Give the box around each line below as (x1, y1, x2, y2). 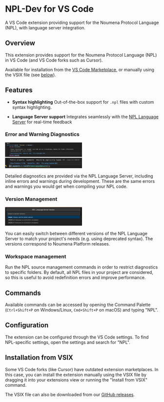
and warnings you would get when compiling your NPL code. (5, 183, 128, 189)
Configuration (5, 321, 49, 330)
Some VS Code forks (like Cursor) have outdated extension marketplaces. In (5, 366, 159, 372)
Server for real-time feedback (12, 119, 72, 125)
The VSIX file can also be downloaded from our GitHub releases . (5, 391, 135, 397)
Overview (5, 39, 36, 47)
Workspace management (5, 253, 67, 260)
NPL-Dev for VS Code (5, 3, 94, 15)
